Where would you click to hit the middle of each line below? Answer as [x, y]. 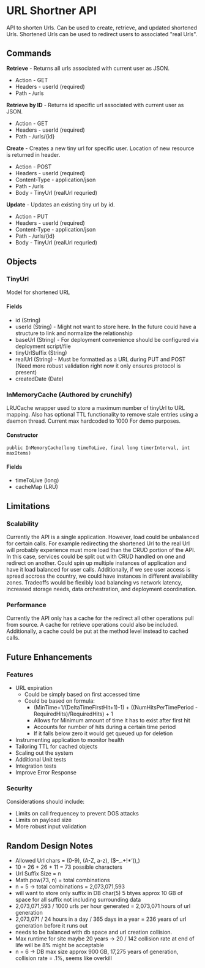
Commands [29, 54]
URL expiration [34, 688]
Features [20, 675]
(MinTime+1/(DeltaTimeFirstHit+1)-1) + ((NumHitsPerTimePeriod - [115, 708]
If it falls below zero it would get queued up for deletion [103, 733]
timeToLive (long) [37, 480]
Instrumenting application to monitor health [69, 740]
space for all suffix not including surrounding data [78, 900]
